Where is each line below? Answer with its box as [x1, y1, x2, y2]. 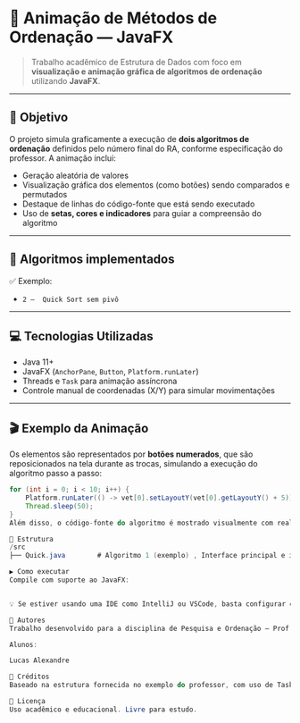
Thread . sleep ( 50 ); [25, 501, 94, 510]
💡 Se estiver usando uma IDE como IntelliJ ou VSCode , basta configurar [9, 599, 287, 609]
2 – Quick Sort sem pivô [21, 295, 119, 304]
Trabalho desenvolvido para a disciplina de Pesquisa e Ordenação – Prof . [9, 624, 294, 633]
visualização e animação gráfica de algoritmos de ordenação [30, 66, 262, 77]
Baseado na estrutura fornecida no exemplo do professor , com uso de [9, 681, 274, 690]
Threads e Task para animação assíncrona [21, 375, 178, 387]
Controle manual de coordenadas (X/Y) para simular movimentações [21, 385, 275, 396]
